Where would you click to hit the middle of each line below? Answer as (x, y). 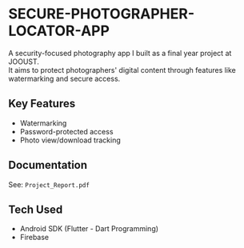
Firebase (34, 238)
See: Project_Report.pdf (49, 184)
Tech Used (36, 209)
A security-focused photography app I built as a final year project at (120, 53)
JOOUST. (24, 62)
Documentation (48, 165)
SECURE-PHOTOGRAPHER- (102, 14)
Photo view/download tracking (70, 140)
